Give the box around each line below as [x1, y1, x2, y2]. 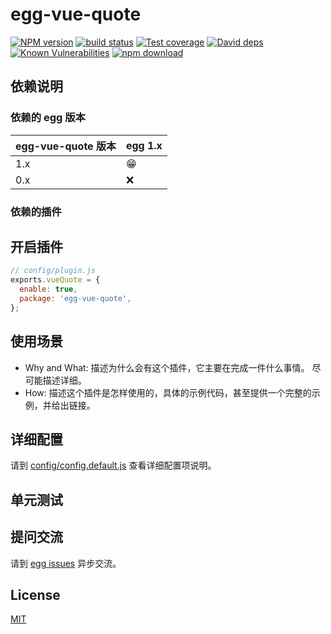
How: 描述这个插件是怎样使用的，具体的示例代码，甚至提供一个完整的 [24, 386, 312, 398]
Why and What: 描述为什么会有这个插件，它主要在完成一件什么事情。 [24, 361, 310, 373]
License [10, 586, 61, 603]
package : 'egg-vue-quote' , [19, 293, 132, 303]
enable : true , [19, 284, 78, 295]
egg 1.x [125, 138, 163, 152]
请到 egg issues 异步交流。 [10, 557, 122, 569]
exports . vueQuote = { [10, 275, 101, 285]
